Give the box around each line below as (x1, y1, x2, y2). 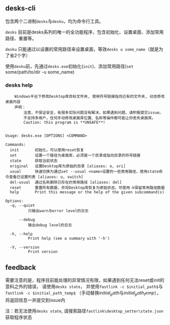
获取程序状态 (5, 314, 32, 320)
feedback (5, 263, 37, 272)
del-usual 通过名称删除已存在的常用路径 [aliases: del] (10, 180, 122, 185)
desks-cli (5, 4, 36, 13)
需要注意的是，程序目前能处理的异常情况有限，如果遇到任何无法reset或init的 (5, 277, 164, 283)
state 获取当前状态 (10, 158, 58, 164)
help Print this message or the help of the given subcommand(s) (10, 190, 165, 195)
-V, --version (10, 245, 40, 250)
